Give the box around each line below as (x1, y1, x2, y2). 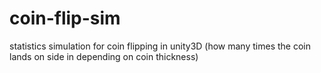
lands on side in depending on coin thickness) (9, 50, 199, 62)
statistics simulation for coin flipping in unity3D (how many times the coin (9, 40, 311, 52)
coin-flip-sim (9, 7, 121, 30)
